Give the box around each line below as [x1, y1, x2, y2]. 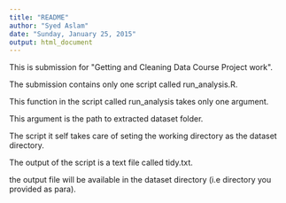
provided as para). [9, 183, 77, 195]
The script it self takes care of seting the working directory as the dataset [9, 130, 277, 142]
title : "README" [9, 12, 69, 22]
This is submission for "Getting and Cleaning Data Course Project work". [9, 62, 273, 73]
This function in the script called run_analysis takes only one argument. [9, 97, 269, 107]
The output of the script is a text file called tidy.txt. [9, 157, 193, 168]
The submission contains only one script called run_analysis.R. [9, 79, 238, 90]
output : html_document [9, 37, 93, 47]
